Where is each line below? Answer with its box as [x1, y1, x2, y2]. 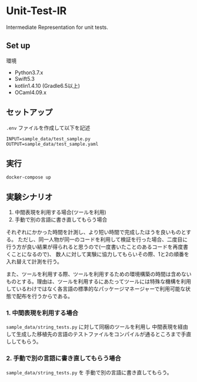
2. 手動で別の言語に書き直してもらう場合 [6, 354, 122, 363]
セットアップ [6, 107, 53, 117]
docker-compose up [6, 174, 51, 180]
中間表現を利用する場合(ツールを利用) [14, 209, 107, 216]
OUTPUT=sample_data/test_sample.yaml [6, 141, 99, 147]
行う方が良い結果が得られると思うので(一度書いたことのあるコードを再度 [6, 243, 183, 251]
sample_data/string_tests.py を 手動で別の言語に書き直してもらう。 [6, 368, 172, 376]
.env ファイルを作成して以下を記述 [6, 124, 91, 131]
